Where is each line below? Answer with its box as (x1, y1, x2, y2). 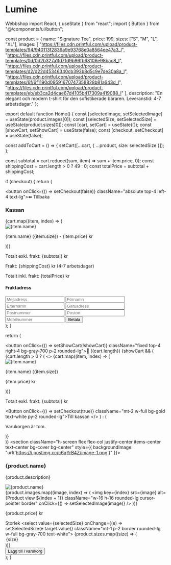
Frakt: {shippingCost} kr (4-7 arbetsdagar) (5, 263, 94, 269)
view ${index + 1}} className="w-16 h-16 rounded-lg (25, 495, 139, 501)
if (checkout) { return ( (5, 178, 53, 184)
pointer (5, 500, 20, 506)
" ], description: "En (121, 90, 163, 96)
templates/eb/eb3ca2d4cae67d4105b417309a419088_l (5, 90, 121, 96)
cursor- (139, 495, 156, 501)
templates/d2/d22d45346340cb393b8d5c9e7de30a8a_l (5, 68, 125, 75)
